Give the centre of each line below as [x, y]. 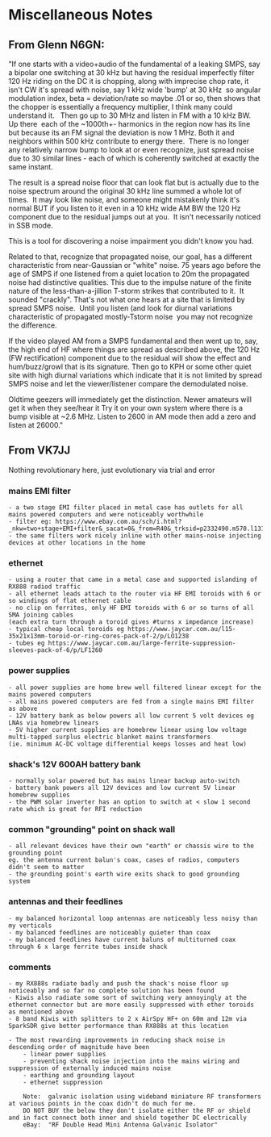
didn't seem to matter [46, 867]
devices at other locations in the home [77, 543]
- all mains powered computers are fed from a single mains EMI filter [131, 701]
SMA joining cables [41, 615]
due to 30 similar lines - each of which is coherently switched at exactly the [134, 158]
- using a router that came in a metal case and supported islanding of [133, 580]
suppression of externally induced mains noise [90, 1068]
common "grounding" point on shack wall [92, 829]
